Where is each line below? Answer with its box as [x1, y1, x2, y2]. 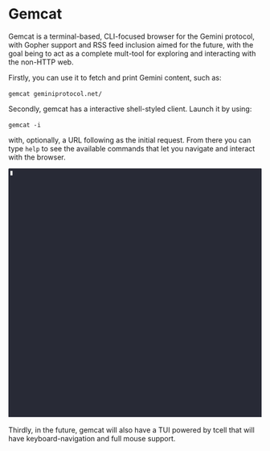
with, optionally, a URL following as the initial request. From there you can [8, 134, 252, 145]
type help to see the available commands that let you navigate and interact [8, 143, 256, 153]
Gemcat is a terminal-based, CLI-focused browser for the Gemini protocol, [8, 31, 255, 41]
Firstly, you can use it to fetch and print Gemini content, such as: [8, 72, 222, 82]
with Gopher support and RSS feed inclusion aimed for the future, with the [8, 39, 254, 49]
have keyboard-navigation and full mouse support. [8, 434, 176, 444]
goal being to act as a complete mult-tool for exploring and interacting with [8, 48, 256, 58]
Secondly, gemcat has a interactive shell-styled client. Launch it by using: [8, 104, 252, 114]
